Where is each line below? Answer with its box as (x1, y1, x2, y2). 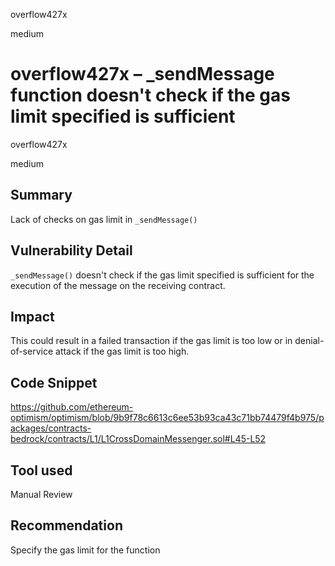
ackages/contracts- (10, 422, 92, 434)
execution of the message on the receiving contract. (10, 279, 226, 291)
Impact (10, 308, 55, 325)
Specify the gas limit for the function (10, 544, 161, 556)
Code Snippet (10, 374, 98, 391)
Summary (10, 187, 73, 204)
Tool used (10, 462, 73, 479)
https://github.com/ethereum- (10, 401, 134, 413)
